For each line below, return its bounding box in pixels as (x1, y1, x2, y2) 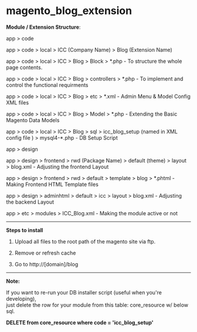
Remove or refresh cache (14, 249, 76, 256)
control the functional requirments (6, 81, 89, 89)
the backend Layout (6, 198, 55, 205)
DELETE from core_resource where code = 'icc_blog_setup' (6, 319, 154, 326)
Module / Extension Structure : (6, 23, 81, 31)
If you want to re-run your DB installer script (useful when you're (6, 289, 162, 296)
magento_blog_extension (6, 4, 133, 18)
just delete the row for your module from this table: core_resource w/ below (6, 301, 189, 309)
